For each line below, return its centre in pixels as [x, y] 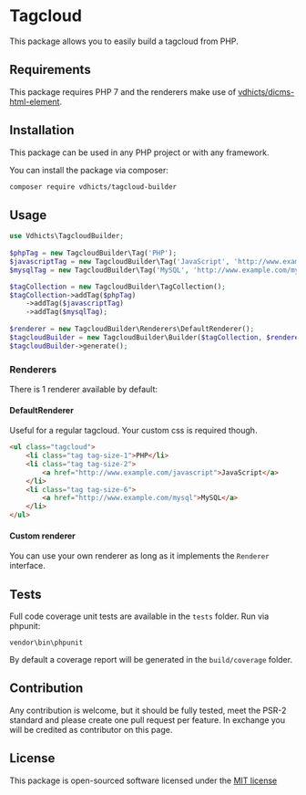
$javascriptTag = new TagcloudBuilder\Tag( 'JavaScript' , [120, 261]
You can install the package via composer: [89, 170]
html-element [35, 101]
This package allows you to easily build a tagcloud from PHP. [124, 41]
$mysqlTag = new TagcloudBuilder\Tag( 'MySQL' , [99, 270]
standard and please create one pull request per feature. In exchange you [148, 720]
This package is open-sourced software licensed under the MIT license [143, 780]
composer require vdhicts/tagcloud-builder [93, 187]
